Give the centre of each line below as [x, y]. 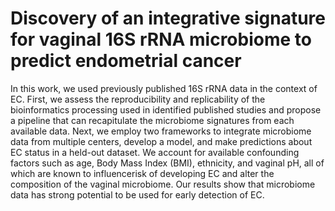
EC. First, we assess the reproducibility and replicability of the [138, 99]
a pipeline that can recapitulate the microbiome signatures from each [152, 120]
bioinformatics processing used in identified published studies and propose [166, 109]
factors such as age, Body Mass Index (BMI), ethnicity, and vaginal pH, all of [167, 163]
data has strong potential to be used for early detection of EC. [137, 194]
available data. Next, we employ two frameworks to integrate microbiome [161, 131]
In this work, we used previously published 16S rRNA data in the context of [164, 88]
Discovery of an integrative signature [168, 18]
